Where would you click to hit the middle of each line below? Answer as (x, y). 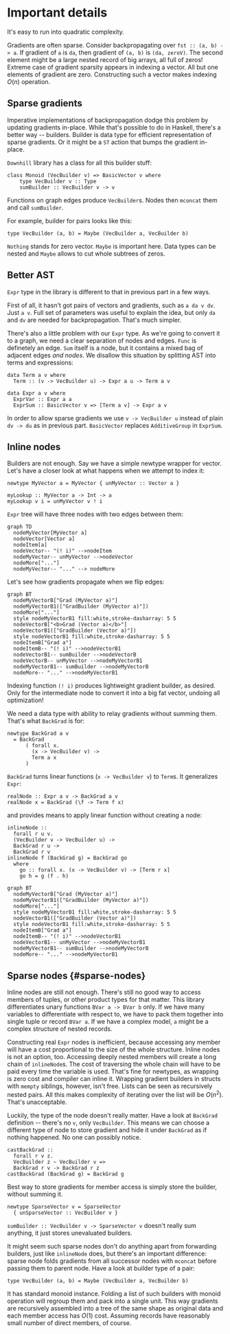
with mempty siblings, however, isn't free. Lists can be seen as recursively (110, 1086)
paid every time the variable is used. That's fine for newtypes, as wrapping (113, 1071)
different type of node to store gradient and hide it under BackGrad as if (107, 1130)
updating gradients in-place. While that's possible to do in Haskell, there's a (114, 127)
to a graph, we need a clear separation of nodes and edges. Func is (102, 340)
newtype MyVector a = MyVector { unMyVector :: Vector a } (93, 484)
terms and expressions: (40, 362)
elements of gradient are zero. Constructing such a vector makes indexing (112, 74)
